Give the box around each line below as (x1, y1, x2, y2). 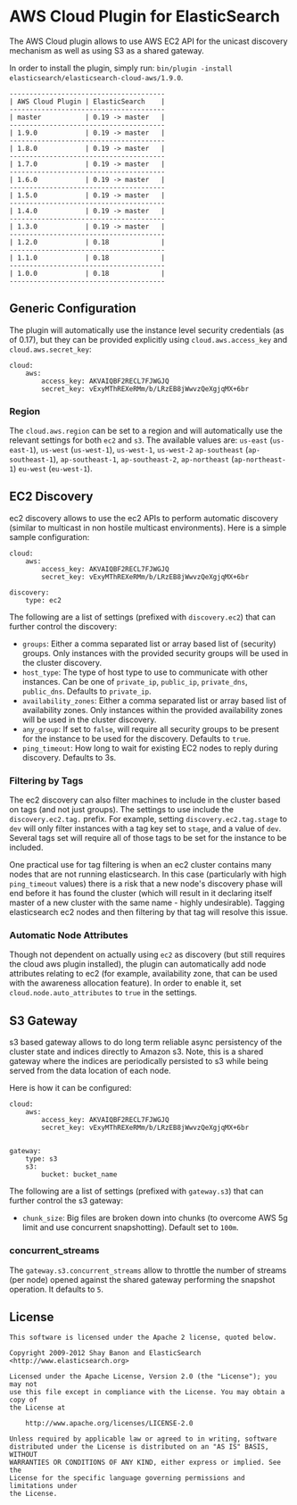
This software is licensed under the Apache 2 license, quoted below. (9, 1333, 277, 1343)
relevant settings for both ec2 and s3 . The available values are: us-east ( (9, 435, 274, 445)
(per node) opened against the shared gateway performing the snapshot (9, 1274, 276, 1285)
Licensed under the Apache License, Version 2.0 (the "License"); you (9, 1372, 277, 1381)
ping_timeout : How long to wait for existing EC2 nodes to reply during (21, 743, 278, 753)
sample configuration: (9, 531, 90, 542)
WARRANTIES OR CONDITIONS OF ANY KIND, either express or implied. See (9, 1458, 281, 1468)
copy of (9, 1395, 38, 1405)
